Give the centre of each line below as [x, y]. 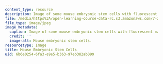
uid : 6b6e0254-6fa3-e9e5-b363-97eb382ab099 [50, 54]
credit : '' [20, 37]
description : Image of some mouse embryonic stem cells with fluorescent [81, 14]
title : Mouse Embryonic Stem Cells [41, 50]
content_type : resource [29, 9]
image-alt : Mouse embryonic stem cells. [51, 41]
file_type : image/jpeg [28, 23]
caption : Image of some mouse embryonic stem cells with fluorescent [81, 32]
